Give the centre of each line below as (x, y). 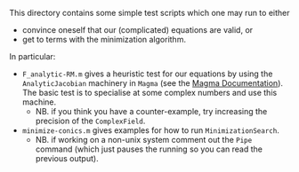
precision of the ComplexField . (90, 121)
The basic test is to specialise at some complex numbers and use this (149, 93)
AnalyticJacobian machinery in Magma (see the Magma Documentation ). (152, 83)
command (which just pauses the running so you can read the (149, 149)
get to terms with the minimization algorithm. (104, 39)
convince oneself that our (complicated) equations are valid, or (137, 30)
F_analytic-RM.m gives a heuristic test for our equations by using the (147, 74)
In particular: (32, 56)
